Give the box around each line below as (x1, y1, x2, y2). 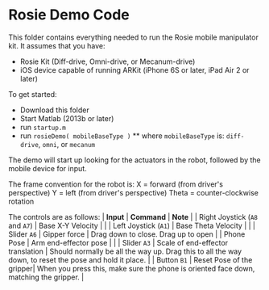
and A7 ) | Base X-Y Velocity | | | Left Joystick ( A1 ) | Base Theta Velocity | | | (8, 221, 256, 230)
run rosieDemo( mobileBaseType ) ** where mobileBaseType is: (19, 131, 225, 141)
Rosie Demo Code (8, 6, 130, 24)
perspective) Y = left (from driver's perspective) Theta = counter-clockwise (8, 187, 259, 197)
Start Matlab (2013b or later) (19, 113, 114, 123)
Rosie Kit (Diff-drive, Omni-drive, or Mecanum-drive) (19, 57, 196, 66)
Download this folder (19, 105, 90, 115)
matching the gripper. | (8, 272, 85, 282)
